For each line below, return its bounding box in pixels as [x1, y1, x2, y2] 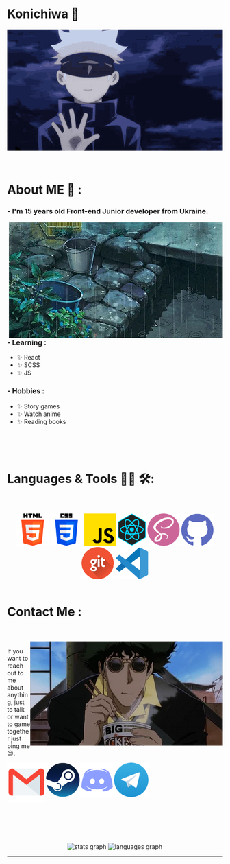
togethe [7, 727, 29, 736]
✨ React [16, 353, 40, 362]
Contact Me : [7, 604, 82, 620]
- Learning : [7, 338, 47, 347]
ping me [7, 742, 31, 750]
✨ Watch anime [16, 410, 61, 418]
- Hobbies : [7, 386, 45, 396]
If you [7, 647, 24, 655]
